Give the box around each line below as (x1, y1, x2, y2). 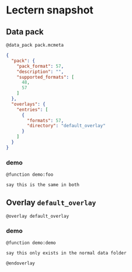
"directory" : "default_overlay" (27, 123, 106, 129)
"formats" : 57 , (27, 117, 64, 123)
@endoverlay (6, 260, 35, 266)
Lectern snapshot (6, 4, 93, 17)
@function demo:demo (6, 240, 57, 246)
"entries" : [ (16, 106, 48, 113)
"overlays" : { (11, 101, 46, 107)
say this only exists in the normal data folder (6, 250, 127, 256)
